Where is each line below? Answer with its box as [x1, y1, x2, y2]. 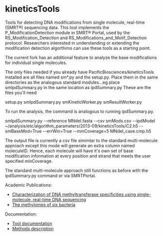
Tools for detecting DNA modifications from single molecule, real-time [5, 19, 145, 25]
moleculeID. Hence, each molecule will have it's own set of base [5, 148, 133, 154]
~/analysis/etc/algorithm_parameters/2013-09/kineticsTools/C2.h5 [5, 123, 138, 129]
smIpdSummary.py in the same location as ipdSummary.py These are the [5, 84, 151, 90]
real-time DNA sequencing [33, 196, 86, 202]
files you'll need [5, 90, 37, 95]
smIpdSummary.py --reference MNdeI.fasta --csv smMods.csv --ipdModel [5, 118, 155, 124]
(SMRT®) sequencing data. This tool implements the [5, 24, 109, 30]
